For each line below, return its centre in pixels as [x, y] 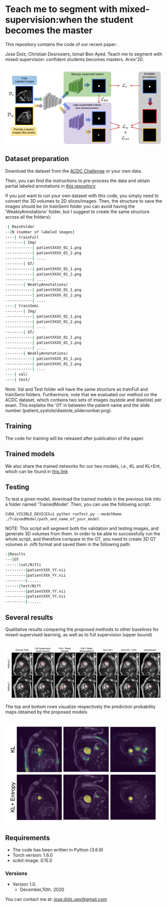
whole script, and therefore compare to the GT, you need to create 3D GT [81, 539]
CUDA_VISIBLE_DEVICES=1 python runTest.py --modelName [63, 514]
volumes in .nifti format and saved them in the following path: [68, 544]
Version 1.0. [24, 884]
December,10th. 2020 [42, 889]
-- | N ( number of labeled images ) [40, 232]
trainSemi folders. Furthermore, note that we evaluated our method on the [81, 395]
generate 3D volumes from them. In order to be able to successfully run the [83, 534]
